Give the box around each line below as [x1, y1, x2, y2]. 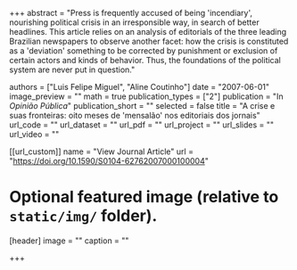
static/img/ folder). [9, 206, 158, 226]
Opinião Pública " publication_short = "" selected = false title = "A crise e [9, 101, 276, 110]
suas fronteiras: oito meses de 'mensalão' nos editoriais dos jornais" [9, 110, 260, 120]
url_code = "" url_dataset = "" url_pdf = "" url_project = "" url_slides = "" [9, 119, 275, 130]
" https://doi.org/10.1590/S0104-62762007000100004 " [9, 156, 210, 166]
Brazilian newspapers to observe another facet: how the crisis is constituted [9, 36, 289, 46]
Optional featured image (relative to [9, 187, 279, 208]
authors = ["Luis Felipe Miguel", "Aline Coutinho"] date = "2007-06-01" [9, 82, 270, 92]
